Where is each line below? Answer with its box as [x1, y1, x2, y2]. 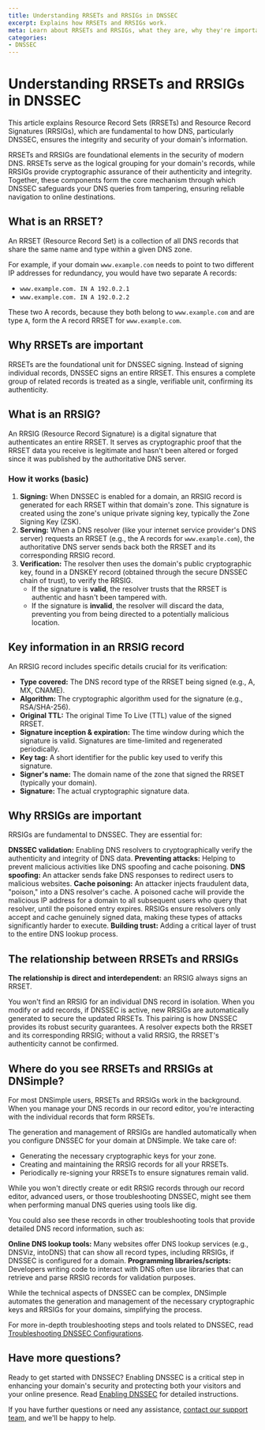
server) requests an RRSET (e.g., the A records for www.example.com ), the [19, 533, 255, 543]
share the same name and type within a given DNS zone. [8, 244, 192, 254]
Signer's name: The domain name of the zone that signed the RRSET [19, 769, 245, 779]
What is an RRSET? [8, 215, 104, 229]
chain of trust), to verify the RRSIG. [19, 575, 133, 585]
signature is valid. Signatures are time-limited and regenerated [19, 736, 223, 745]
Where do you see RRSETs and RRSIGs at [8, 1061, 214, 1076]
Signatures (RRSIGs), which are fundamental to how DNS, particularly [8, 127, 234, 136]
